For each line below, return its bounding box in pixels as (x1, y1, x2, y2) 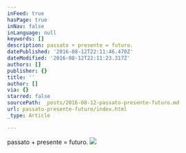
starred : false (7, 93, 51, 100)
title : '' (7, 73, 36, 81)
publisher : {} (7, 67, 48, 74)
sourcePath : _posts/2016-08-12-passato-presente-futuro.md (7, 99, 180, 106)
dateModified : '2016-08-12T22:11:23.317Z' (7, 55, 130, 62)
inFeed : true (7, 10, 45, 17)
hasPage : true (7, 16, 48, 23)
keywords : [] (7, 36, 45, 43)
